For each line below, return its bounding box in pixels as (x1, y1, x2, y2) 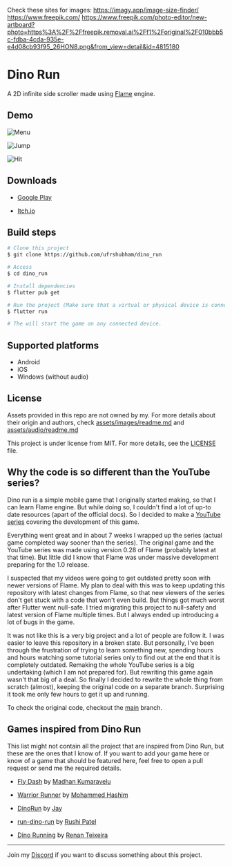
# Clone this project (7, 245, 70, 252)
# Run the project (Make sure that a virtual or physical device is (7, 301, 209, 308)
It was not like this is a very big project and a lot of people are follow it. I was (7, 631, 224, 639)
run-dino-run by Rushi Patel (17, 817, 97, 825)
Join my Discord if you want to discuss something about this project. (7, 850, 202, 859)
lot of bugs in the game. (7, 618, 75, 626)
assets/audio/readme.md (7, 425, 79, 434)
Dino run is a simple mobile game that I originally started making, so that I (7, 496, 216, 504)
